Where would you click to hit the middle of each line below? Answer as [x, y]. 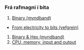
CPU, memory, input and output [44, 42]
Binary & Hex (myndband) [38, 37]
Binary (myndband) [31, 18]
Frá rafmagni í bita [27, 7]
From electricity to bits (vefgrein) [45, 27]
